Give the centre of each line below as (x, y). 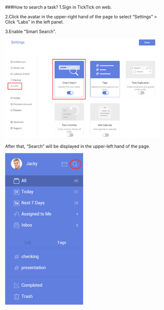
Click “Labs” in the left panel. (34, 22)
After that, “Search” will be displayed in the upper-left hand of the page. (78, 146)
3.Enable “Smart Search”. (31, 31)
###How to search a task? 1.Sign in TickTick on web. (58, 7)
